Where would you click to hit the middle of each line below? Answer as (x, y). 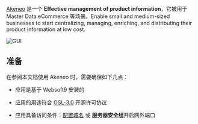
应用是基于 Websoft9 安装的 (50, 89)
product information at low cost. (46, 29)
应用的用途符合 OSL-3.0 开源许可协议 (61, 102)
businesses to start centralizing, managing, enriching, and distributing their (99, 23)
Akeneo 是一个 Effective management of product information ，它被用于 (97, 9)
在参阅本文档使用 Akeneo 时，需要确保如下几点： (67, 77)
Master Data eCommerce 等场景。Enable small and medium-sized (88, 16)
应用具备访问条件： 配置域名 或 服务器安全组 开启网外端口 (85, 115)
